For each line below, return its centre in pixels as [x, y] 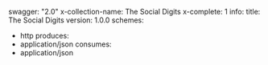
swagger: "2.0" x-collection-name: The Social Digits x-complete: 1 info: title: [134, 12]
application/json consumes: [66, 44]
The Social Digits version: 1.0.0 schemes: [76, 20]
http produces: [45, 36]
